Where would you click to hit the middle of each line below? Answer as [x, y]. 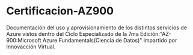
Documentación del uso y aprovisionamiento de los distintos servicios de [97, 27]
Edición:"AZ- [156, 33]
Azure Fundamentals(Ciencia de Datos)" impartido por [110, 40]
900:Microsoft [24, 40]
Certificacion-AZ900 [60, 11]
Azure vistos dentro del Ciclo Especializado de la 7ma [73, 33]
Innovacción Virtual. [31, 47]
